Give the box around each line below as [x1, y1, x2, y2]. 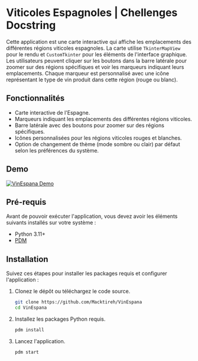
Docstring [6, 18, 56, 32]
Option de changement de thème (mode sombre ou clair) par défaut [14, 140, 180, 148]
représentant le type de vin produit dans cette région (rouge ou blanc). [6, 76, 178, 83]
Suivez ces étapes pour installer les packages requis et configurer [6, 270, 167, 277]
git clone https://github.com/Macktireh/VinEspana [14, 299, 142, 305]
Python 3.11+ [14, 230, 46, 237]
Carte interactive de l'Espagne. [14, 109, 90, 116]
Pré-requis [6, 197, 47, 207]
